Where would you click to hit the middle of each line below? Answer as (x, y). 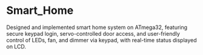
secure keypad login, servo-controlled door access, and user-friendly (93, 33)
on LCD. (16, 47)
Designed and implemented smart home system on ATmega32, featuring (97, 27)
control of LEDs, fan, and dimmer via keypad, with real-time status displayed (101, 40)
